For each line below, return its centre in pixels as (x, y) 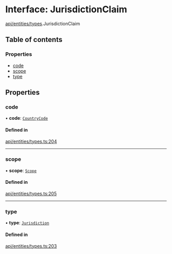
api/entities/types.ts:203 (31, 246)
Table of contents (34, 40)
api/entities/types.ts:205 (31, 194)
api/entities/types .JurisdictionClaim (43, 24)
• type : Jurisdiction (27, 223)
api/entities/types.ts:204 (31, 141)
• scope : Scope (21, 171)
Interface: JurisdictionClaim (66, 9)
